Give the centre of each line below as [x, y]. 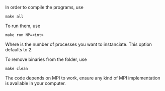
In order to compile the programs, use [45, 7]
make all [14, 17]
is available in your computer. [36, 83]
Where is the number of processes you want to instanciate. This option [79, 44]
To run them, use [23, 26]
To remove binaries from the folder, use [46, 59]
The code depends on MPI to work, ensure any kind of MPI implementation [83, 78]
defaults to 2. [19, 50]
